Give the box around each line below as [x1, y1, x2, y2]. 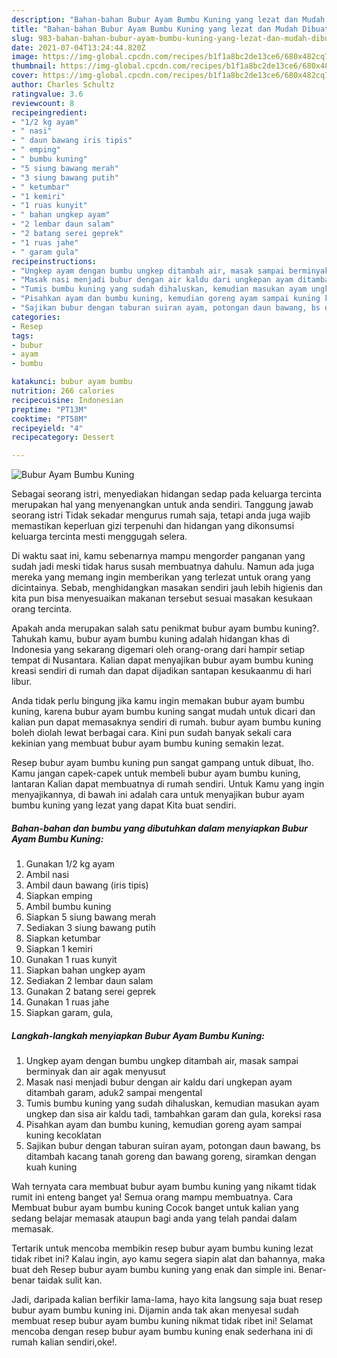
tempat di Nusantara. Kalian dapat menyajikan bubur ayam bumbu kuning [11, 654, 314, 666]
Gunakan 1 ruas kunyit [25, 954, 118, 966]
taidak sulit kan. [37, 1274, 103, 1286]
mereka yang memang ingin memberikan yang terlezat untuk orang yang [11, 571, 311, 583]
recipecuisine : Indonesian [11, 395, 124, 405]
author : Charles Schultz [11, 80, 115, 90]
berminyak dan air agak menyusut [25, 1066, 166, 1078]
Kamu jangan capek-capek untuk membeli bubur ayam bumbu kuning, [11, 767, 301, 780]
